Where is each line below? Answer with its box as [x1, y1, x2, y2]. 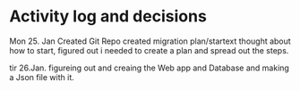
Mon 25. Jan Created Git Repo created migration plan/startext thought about [9, 36, 291, 46]
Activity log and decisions [9, 6, 208, 27]
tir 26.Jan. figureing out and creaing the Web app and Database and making [9, 62, 289, 73]
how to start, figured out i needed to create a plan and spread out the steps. [9, 45, 289, 55]
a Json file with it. [9, 71, 74, 82]
